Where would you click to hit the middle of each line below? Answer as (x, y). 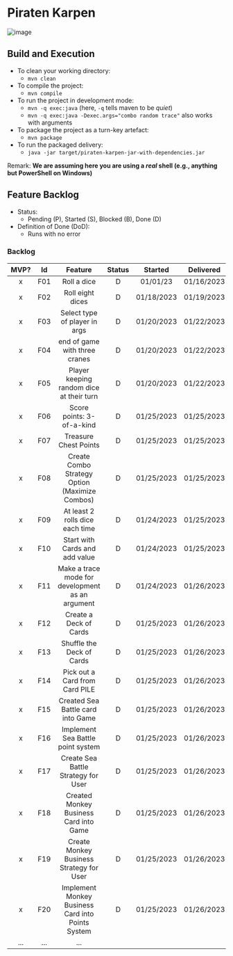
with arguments (50, 122)
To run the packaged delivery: (60, 145)
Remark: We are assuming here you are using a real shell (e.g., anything (112, 166)
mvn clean (42, 79)
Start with (79, 539)
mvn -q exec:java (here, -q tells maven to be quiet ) (100, 107)
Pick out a (79, 671)
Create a (79, 614)
